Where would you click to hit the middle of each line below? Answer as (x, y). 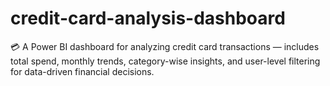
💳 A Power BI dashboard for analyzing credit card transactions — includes (165, 46)
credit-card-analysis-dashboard (148, 18)
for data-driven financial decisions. (82, 71)
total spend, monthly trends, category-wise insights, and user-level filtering (165, 61)
